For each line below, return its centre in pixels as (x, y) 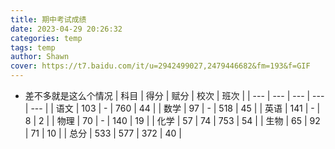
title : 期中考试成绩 (48, 19)
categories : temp (46, 38)
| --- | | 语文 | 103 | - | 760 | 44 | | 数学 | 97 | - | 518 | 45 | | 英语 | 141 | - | (172, 108)
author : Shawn (40, 57)
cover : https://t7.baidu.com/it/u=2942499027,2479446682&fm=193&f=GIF (160, 66)
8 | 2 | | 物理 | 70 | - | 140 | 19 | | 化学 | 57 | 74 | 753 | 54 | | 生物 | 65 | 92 (172, 120)
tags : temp (33, 47)
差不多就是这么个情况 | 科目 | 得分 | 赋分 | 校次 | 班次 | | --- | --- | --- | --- (174, 95)
